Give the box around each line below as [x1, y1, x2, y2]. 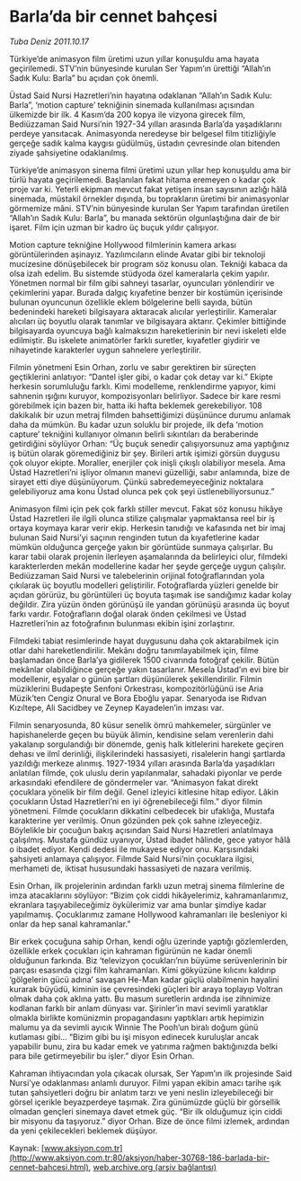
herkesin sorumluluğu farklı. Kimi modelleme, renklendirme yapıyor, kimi [9, 380, 276, 392]
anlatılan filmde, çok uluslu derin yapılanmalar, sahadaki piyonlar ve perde [9, 767, 283, 778]
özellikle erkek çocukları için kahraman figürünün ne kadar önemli [9, 946, 252, 956]
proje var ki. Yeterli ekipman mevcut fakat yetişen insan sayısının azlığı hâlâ [9, 183, 288, 194]
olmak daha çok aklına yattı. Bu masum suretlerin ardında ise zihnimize [9, 993, 271, 1004]
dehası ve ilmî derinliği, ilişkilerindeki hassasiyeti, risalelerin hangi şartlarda [9, 748, 286, 759]
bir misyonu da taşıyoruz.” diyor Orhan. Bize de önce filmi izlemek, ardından [9, 1115, 290, 1126]
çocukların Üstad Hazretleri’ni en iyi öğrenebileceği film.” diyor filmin [9, 795, 263, 806]
